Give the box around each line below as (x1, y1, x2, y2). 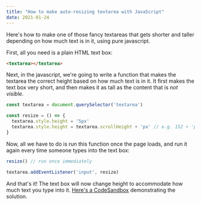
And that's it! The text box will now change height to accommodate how (6, 180, 184, 187)
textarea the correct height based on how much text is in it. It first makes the (6, 77, 194, 85)
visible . (6, 91, 24, 98)
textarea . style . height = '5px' (11, 118, 90, 125)
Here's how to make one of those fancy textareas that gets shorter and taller (6, 31, 194, 38)
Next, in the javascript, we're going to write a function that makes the (6, 71, 176, 79)
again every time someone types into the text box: (6, 146, 130, 153)
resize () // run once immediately (6, 158, 93, 164)
